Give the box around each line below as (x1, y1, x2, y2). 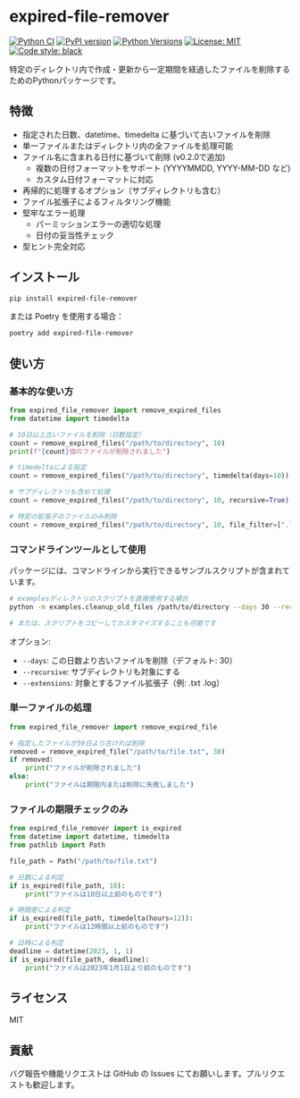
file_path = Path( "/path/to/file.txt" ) (9, 857, 158, 866)
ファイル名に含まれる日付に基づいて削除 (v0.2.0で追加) (21, 151, 226, 162)
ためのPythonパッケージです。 (9, 74, 121, 86)
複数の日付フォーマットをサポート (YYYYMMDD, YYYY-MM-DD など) (35, 163, 291, 173)
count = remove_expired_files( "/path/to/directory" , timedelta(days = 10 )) (9, 471, 290, 480)
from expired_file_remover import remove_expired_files (9, 406, 221, 415)
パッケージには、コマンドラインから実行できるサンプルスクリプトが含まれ (9, 565, 283, 576)
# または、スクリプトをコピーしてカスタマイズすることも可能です (9, 619, 217, 628)
